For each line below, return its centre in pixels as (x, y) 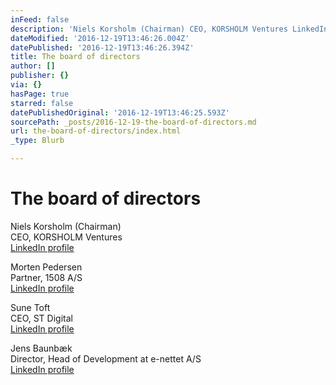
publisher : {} (40, 76)
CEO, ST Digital (41, 318)
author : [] (33, 66)
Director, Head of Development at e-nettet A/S (106, 358)
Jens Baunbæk (41, 348)
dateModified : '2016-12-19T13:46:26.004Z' (100, 38)
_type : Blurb (37, 141)
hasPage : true (40, 94)
